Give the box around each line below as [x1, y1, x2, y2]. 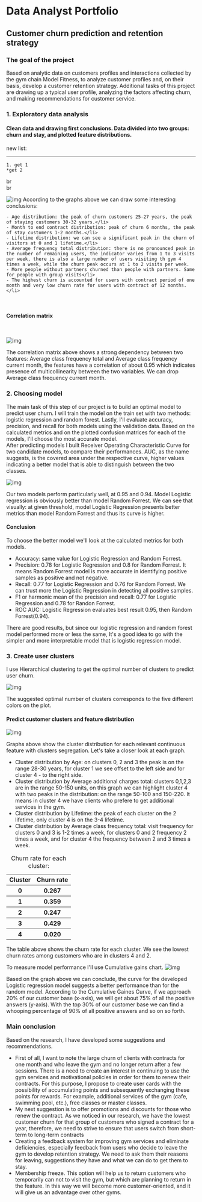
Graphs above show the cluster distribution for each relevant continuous [6, 741, 186, 748]
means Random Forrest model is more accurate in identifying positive [14, 567, 188, 575]
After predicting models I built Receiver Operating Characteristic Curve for [6, 441, 190, 449]
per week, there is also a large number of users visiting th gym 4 [6, 256, 182, 262]
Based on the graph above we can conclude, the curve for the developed [6, 976, 188, 983]
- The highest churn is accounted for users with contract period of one [6, 277, 195, 283]
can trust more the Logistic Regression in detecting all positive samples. [14, 587, 194, 594]
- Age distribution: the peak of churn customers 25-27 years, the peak [6, 214, 192, 220]
